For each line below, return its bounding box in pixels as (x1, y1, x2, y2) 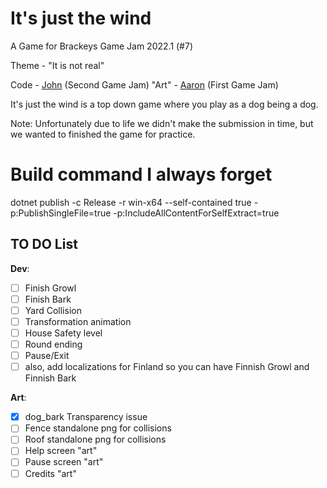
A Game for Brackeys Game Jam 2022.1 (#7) (10, 40, 194, 52)
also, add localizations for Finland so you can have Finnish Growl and (24, 361, 310, 373)
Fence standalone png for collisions (24, 422, 172, 434)
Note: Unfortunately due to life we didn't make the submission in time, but (10, 117, 314, 129)
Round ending (24, 338, 83, 350)
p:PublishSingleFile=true (10, 207, 112, 219)
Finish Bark (24, 293, 72, 305)
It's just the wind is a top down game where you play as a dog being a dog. (10, 98, 319, 110)
